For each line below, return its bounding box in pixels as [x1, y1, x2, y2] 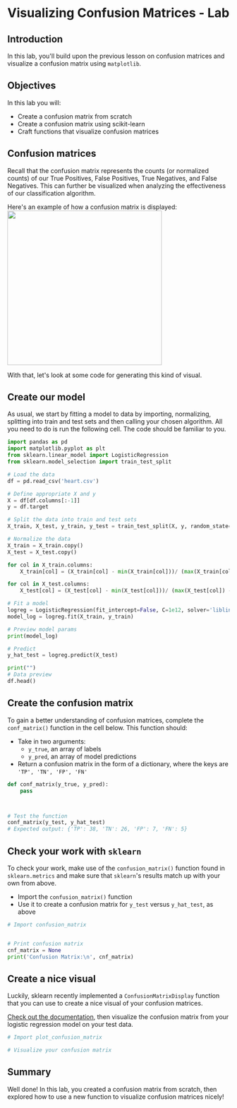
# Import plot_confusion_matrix [7, 1034, 102, 1041]
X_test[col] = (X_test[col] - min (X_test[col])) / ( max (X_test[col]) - [20, 588, 232, 595]
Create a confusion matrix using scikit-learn [17, 119, 145, 128]
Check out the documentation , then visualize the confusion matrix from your [7, 1013, 229, 1021]
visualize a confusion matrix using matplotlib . [7, 59, 142, 68]
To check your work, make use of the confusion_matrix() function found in [7, 864, 226, 872]
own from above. [7, 878, 56, 887]
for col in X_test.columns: [7, 580, 90, 588]
